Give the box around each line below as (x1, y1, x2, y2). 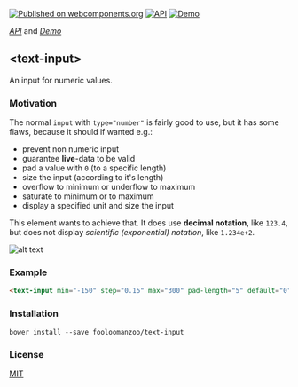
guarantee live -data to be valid (21, 154, 136, 164)
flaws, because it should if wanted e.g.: (9, 127, 153, 138)
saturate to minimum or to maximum (21, 191, 154, 201)
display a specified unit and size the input (21, 201, 175, 211)
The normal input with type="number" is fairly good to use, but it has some (9, 117, 279, 128)
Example (9, 266, 48, 279)
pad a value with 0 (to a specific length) (21, 162, 167, 173)
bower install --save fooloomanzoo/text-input (9, 328, 184, 336)
